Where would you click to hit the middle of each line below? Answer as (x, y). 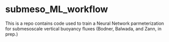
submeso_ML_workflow (57, 9)
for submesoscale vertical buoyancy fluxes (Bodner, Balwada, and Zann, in (83, 28)
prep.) (12, 34)
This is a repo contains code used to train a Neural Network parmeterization (84, 23)
